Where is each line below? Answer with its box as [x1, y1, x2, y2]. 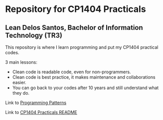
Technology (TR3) [5, 31, 62, 39]
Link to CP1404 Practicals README [5, 110, 77, 115]
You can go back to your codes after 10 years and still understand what [12, 85, 159, 91]
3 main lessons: [5, 59, 37, 65]
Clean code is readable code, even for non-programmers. [12, 69, 131, 75]
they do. [12, 90, 30, 96]
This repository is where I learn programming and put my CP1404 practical [5, 44, 159, 50]
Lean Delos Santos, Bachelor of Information [5, 23, 143, 32]
